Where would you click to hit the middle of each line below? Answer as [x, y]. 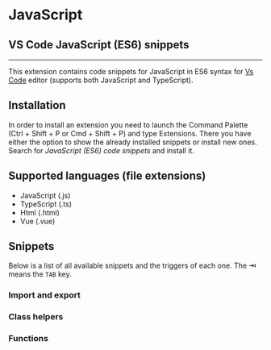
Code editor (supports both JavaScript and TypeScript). [101, 80]
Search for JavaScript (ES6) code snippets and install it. [102, 150]
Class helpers [36, 317]
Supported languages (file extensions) [107, 176]
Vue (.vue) [38, 221]
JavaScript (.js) [45, 195]
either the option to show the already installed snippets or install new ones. [133, 142]
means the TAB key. [40, 274]
